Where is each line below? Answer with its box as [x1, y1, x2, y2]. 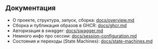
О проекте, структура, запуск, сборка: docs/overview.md [12, 17, 134, 23]
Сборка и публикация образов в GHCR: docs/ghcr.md [12, 22, 127, 28]
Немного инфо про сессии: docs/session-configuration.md [12, 33, 137, 39]
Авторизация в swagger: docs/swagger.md [12, 27, 103, 34]
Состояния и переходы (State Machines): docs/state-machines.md [12, 38, 153, 44]
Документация [5, 4, 56, 12]
